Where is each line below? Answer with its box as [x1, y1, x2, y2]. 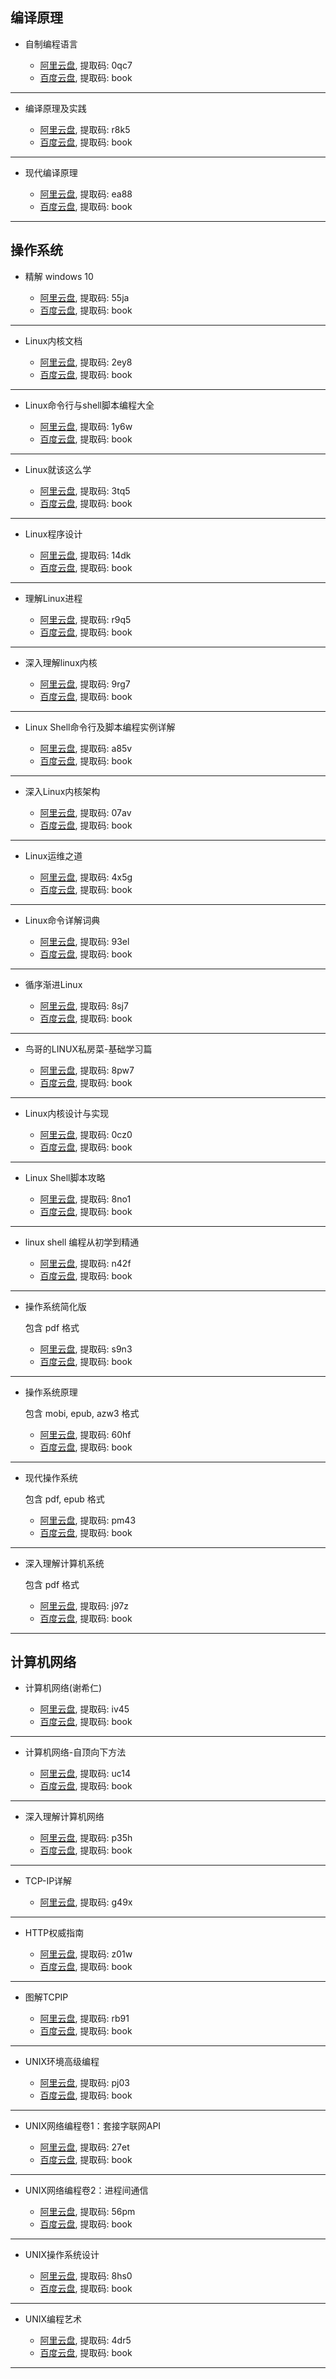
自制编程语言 [24, 38, 78, 50]
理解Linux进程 [24, 592, 83, 604]
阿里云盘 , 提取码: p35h [39, 1832, 133, 1844]
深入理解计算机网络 [24, 1811, 105, 1823]
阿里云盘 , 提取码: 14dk [39, 549, 132, 561]
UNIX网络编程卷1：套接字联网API [24, 2120, 162, 2132]
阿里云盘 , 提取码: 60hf [39, 1428, 132, 1440]
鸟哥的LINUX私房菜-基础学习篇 [24, 1043, 153, 1055]
